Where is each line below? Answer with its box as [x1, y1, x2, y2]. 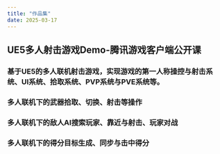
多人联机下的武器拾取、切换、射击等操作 [7, 97, 142, 107]
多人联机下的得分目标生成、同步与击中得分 [7, 138, 150, 148]
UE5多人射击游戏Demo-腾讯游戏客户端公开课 [7, 44, 201, 55]
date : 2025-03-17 [7, 17, 58, 24]
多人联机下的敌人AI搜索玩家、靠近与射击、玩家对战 [7, 117, 178, 127]
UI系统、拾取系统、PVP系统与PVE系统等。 [21, 77, 164, 87]
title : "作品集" [7, 10, 51, 17]
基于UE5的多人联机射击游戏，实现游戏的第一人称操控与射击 [7, 67, 206, 76]
